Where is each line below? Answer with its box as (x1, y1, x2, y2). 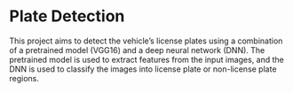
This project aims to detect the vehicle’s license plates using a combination (9, 35, 283, 46)
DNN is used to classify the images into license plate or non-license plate (9, 64, 277, 74)
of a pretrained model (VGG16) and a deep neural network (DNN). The (9, 44, 265, 55)
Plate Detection (9, 6, 125, 27)
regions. (9, 73, 40, 83)
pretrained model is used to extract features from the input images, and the (9, 54, 284, 65)
